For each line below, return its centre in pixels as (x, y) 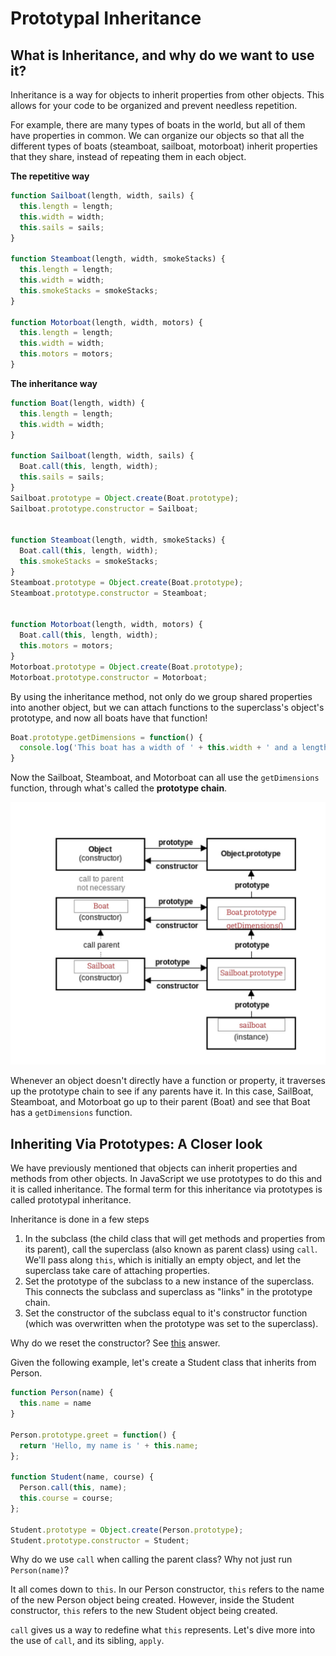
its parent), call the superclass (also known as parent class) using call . (171, 1249)
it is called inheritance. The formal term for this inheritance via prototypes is (166, 1189)
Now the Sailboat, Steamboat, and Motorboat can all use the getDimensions (165, 778)
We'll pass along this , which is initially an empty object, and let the (163, 1260)
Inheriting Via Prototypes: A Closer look (136, 1143)
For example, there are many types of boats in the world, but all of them (158, 125)
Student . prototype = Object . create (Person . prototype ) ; (127, 1530)
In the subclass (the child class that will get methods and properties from (175, 1239)
